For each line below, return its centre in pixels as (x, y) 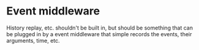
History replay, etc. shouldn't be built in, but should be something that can (99, 28)
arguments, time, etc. (33, 40)
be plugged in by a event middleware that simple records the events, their (99, 34)
